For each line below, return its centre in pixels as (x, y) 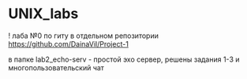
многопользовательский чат (56, 67)
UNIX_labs (43, 14)
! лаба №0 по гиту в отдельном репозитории (84, 36)
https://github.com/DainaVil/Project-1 (68, 43)
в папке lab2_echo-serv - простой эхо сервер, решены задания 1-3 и (124, 59)
